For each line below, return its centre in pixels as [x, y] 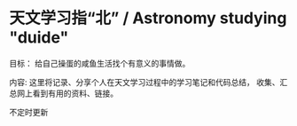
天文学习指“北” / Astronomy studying [148, 18]
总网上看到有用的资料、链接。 [63, 93]
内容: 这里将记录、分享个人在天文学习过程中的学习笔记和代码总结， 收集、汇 [148, 82]
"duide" [39, 38]
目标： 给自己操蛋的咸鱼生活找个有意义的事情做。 [100, 63]
